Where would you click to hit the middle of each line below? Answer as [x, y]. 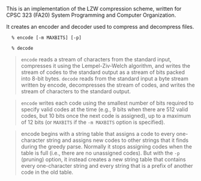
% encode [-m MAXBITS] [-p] [47, 38]
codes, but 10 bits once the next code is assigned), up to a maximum [106, 116]
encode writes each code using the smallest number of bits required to [107, 103]
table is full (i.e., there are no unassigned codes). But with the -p [100, 153]
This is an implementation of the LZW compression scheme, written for [94, 9]
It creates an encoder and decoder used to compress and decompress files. [100, 27]
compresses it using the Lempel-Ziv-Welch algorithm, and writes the [106, 66]
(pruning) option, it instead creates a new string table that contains [103, 159]
